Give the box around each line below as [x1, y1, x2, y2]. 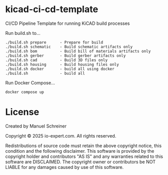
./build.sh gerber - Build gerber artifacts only [5, 53, 126, 58]
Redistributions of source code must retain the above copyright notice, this [5, 143, 162, 149]
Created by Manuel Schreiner [5, 123, 67, 129]
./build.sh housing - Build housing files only [5, 62, 119, 67]
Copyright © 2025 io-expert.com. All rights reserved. [5, 133, 117, 139]
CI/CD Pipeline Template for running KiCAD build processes [5, 20, 130, 26]
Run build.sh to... [5, 30, 41, 36]
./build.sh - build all [5, 71, 85, 76]
